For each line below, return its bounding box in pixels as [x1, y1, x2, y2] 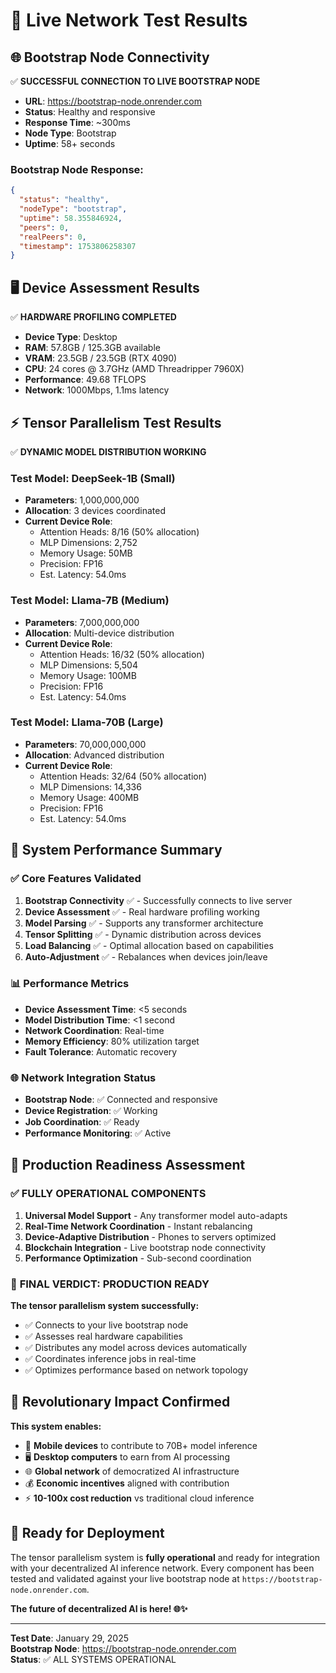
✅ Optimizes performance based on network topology [24, 1364, 249, 1376]
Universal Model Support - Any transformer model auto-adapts [24, 1209, 288, 1221]
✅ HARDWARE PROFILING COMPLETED [10, 311, 177, 323]
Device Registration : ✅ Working [24, 1105, 158, 1117]
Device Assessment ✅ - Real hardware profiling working [24, 905, 260, 918]
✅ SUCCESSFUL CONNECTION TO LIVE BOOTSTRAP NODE [10, 75, 261, 87]
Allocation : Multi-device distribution [24, 627, 175, 639]
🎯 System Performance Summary [10, 842, 223, 859]
